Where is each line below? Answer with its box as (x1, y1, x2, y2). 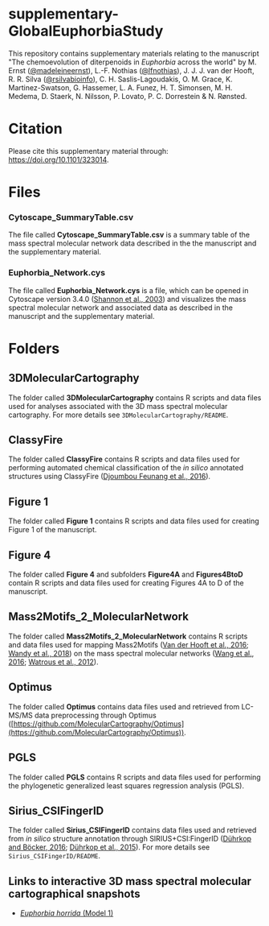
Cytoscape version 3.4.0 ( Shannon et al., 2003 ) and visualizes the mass (8, 294, 247, 304)
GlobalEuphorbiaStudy (8, 22, 164, 40)
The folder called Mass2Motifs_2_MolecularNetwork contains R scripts (8, 631, 248, 641)
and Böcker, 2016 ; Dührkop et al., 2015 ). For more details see (8, 842, 210, 852)
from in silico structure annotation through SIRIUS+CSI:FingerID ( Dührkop (8, 834, 251, 844)
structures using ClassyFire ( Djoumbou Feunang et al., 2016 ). (8, 472, 211, 482)
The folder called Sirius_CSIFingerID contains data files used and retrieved (8, 825, 257, 835)
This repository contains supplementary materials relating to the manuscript (8, 48, 259, 58)
